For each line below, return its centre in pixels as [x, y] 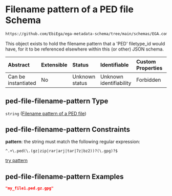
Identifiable [114, 65]
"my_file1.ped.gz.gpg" [29, 188]
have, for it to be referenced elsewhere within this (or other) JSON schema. [84, 49]
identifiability [116, 83]
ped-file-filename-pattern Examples [64, 176]
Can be [17, 77]
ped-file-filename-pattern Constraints [68, 129]
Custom [146, 61]
